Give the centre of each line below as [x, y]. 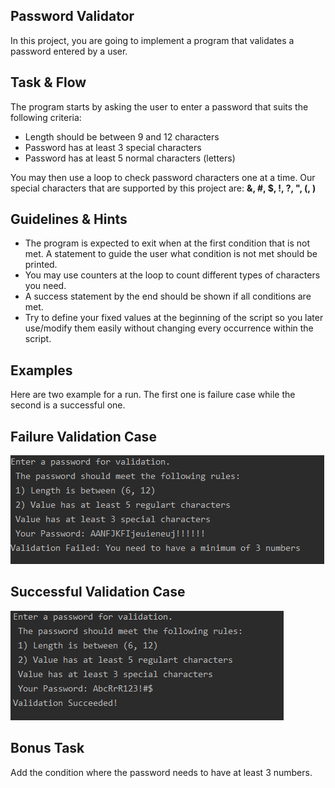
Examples [41, 370]
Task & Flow [48, 82]
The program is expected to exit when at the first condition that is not [167, 243]
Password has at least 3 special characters [113, 147]
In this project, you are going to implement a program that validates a [152, 40]
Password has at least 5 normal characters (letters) [130, 158]
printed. [41, 265]
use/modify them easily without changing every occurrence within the [169, 328]
